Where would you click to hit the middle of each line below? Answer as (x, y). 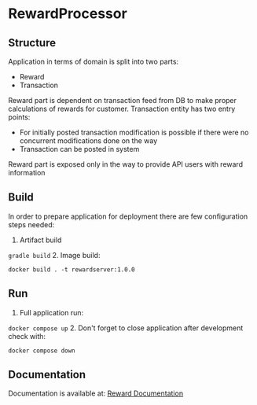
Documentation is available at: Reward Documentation (95, 393)
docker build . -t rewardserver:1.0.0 (72, 269)
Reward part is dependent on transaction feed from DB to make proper (123, 100)
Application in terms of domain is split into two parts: (94, 61)
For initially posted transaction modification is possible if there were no (134, 132)
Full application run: (51, 312)
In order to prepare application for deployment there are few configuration (128, 216)
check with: (27, 336)
